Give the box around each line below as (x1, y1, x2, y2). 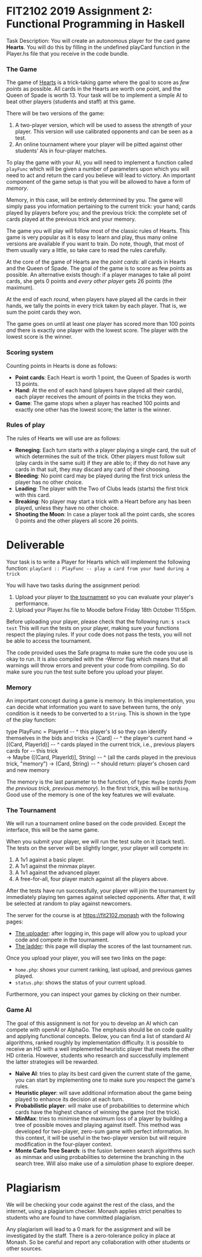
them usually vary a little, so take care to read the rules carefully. (6, 247, 167, 254)
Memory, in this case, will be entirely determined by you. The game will (6, 197, 183, 204)
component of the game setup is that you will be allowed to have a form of (6, 178, 191, 186)
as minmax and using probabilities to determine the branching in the (14, 1153, 185, 1160)
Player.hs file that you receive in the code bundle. (6, 50, 129, 57)
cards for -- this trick (6, 747, 58, 755)
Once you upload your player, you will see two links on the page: (6, 954, 167, 962)
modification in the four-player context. (14, 1140, 113, 1148)
